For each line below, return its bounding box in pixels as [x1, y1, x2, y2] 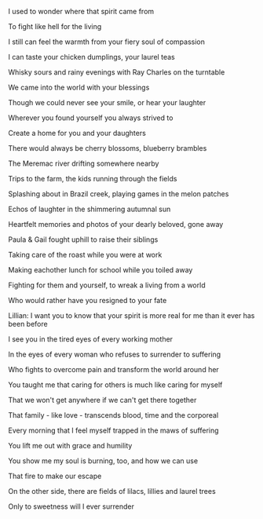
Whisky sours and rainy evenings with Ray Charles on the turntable [8, 68, 225, 77]
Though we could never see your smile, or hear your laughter [8, 98, 206, 107]
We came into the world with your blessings [8, 82, 150, 92]
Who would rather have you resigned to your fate [8, 296, 167, 305]
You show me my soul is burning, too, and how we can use [8, 456, 199, 466]
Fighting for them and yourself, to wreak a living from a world [8, 280, 206, 290]
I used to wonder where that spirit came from [8, 7, 155, 16]
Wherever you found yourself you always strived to [8, 113, 174, 122]
